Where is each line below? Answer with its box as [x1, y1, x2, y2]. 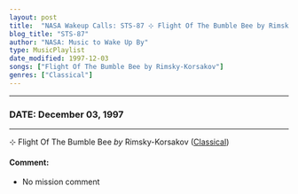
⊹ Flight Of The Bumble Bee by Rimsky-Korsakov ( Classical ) [9, 136, 230, 147]
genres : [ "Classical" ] [9, 71, 93, 80]
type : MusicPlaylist [9, 46, 86, 55]
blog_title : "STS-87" [9, 29, 90, 38]
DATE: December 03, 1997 [9, 108, 124, 120]
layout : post [9, 12, 58, 22]
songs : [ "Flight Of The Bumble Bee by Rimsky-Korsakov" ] [9, 63, 224, 72]
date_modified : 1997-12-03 [9, 54, 109, 63]
